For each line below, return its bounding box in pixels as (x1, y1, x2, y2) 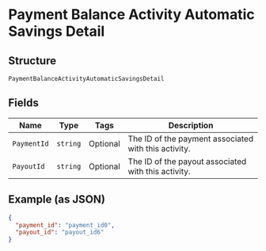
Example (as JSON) (8, 192, 105, 207)
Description (168, 120, 214, 131)
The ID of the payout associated (127, 156, 247, 167)
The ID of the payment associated (127, 133, 254, 144)
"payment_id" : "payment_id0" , (15, 221, 115, 229)
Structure (8, 54, 57, 67)
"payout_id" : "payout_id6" (15, 228, 104, 237)
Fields (8, 97, 40, 110)
